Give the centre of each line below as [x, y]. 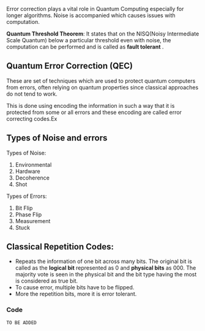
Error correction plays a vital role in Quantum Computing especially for [95, 9]
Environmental [33, 164]
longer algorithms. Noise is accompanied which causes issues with [91, 15]
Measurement [33, 221]
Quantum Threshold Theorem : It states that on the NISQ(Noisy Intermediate [103, 34]
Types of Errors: [27, 196]
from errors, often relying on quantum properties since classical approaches [102, 87]
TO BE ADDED [21, 322]
